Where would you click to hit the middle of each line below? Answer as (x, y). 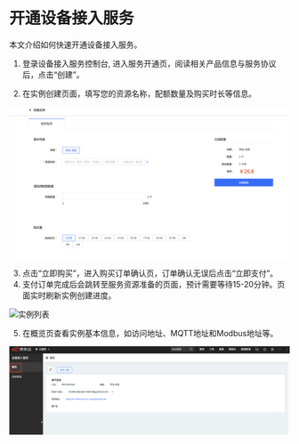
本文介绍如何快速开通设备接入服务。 (76, 44)
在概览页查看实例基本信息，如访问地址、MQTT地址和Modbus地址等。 (150, 333)
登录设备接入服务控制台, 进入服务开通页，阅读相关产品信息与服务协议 (149, 63)
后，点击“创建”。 (53, 74)
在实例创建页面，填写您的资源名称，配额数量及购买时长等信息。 (139, 93)
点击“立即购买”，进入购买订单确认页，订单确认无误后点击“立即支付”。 (150, 273)
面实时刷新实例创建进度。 (69, 295)
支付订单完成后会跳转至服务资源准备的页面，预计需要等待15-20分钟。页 (154, 284)
